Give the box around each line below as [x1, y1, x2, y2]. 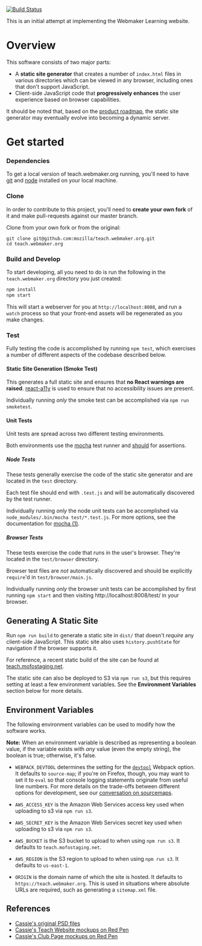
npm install [6, 287, 36, 293]
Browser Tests [6, 534, 43, 541]
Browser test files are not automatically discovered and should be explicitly [6, 567, 193, 574]
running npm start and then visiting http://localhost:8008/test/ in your [6, 592, 180, 599]
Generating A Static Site [6, 616, 98, 626]
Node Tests [6, 456, 36, 463]
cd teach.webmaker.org [6, 240, 63, 247]
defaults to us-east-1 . [14, 861, 69, 869]
